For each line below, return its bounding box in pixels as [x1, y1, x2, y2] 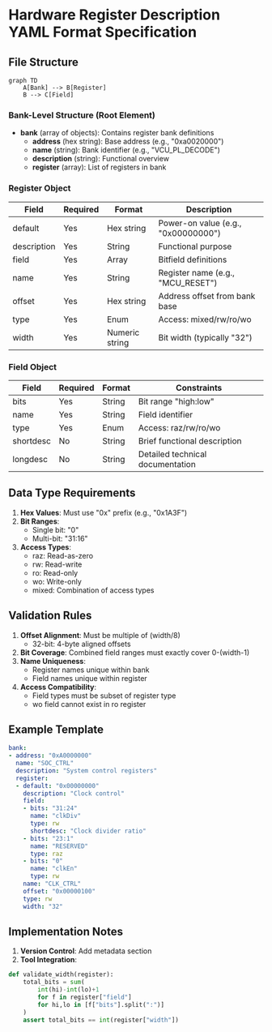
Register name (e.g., [158, 267, 235, 278]
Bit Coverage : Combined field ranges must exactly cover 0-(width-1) [19, 647, 250, 657]
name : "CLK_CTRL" [23, 880, 82, 889]
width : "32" [23, 902, 63, 910]
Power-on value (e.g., [158, 217, 242, 229]
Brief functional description [138, 435, 242, 447]
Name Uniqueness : [19, 656, 87, 666]
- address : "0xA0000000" [8, 752, 92, 760]
